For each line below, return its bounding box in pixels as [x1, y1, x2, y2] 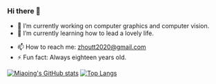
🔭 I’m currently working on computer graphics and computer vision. [17, 22, 210, 30]
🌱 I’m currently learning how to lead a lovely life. [17, 29, 154, 37]
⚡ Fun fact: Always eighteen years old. [17, 53, 126, 61]
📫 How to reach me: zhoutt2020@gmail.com [17, 43, 146, 51]
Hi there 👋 [7, 6, 41, 16]
